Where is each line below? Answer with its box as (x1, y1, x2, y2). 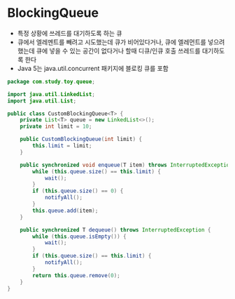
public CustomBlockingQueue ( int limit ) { (20, 135, 142, 143)
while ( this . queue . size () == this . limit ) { (32, 168, 161, 175)
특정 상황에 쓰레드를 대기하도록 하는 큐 (17, 29, 122, 37)
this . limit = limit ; (32, 142, 92, 149)
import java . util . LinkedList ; (7, 91, 96, 98)
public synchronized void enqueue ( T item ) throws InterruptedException (20, 161, 233, 168)
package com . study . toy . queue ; (7, 78, 96, 85)
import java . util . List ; (7, 97, 77, 105)
